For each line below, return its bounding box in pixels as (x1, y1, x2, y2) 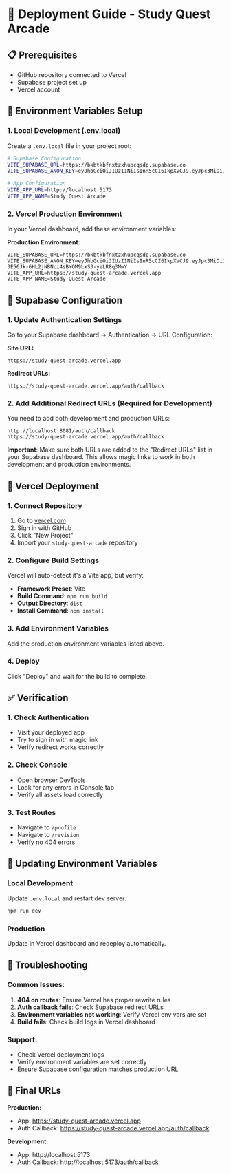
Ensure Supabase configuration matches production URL (16, 1065, 179, 1073)
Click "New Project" (16, 531, 74, 539)
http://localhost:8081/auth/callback (7, 427, 115, 434)
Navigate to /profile (16, 823, 77, 832)
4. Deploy (7, 657, 40, 666)
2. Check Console (7, 760, 67, 770)
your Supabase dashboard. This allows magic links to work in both (7, 453, 195, 461)
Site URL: (7, 344, 34, 352)
